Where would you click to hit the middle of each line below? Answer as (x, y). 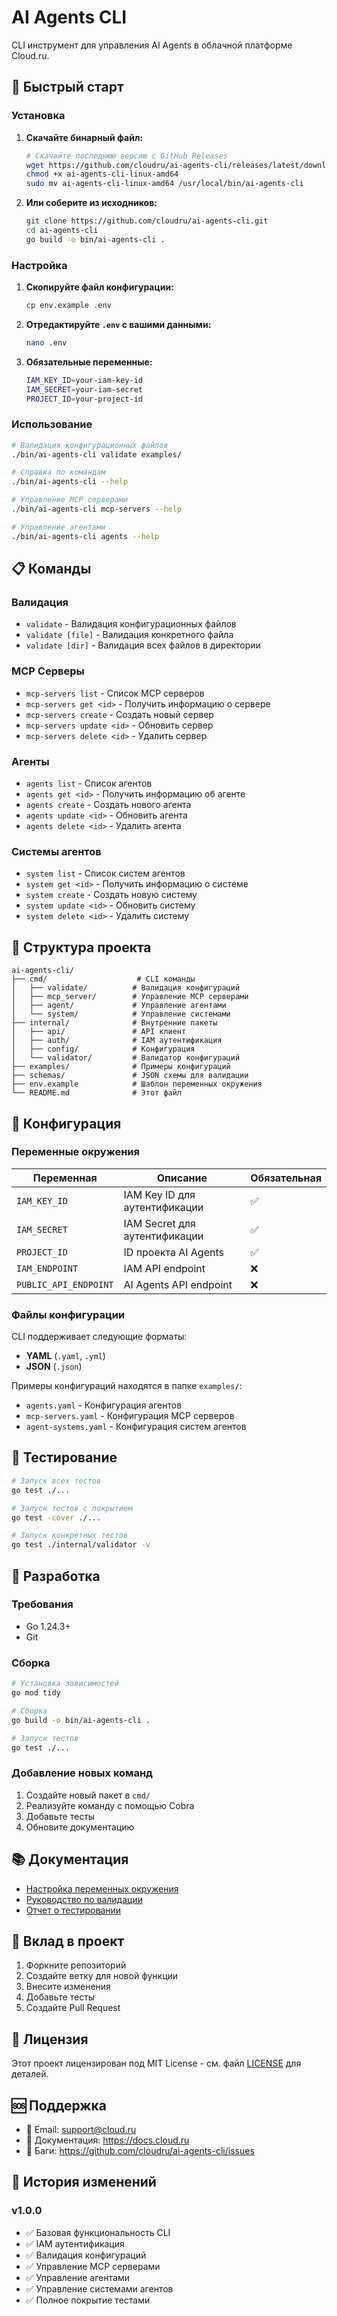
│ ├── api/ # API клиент (99, 1032)
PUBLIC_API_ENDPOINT (65, 1284)
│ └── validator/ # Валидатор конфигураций (126, 1058)
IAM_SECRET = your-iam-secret (84, 389)
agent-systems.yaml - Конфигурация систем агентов (136, 1427)
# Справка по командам (58, 472)
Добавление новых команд (82, 1773)
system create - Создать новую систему (111, 895)
